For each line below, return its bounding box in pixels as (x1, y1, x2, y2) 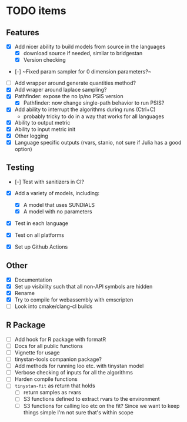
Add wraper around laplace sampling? (14, 86, 107, 93)
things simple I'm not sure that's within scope (23, 408, 133, 416)
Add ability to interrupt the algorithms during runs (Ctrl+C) (14, 106, 156, 113)
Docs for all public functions (14, 342, 84, 349)
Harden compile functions (14, 376, 78, 383)
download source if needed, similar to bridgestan (23, 50, 143, 57)
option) (14, 145, 32, 152)
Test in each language (14, 219, 69, 227)
